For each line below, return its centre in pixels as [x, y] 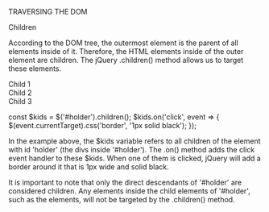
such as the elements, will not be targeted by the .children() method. [122, 200]
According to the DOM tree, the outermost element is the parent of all [124, 43]
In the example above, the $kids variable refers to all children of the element [134, 141]
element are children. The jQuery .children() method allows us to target [126, 60]
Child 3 [20, 101]
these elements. [35, 69]
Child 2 [20, 93]
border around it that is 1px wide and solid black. [89, 167]
